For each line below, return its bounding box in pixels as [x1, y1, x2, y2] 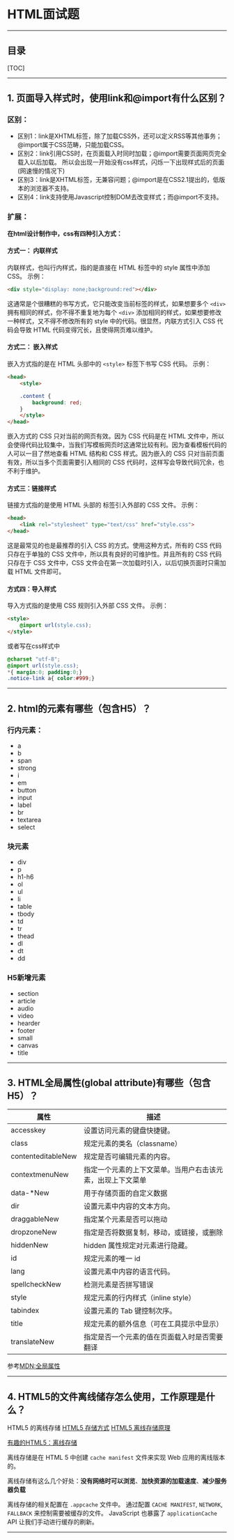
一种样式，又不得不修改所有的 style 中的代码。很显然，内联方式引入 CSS [7, 316, 216, 325]
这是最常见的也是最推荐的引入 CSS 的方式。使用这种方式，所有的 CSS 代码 [7, 541, 222, 549]
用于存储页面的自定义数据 [83, 1189, 168, 1199]
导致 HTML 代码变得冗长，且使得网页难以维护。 [19, 325, 157, 334]
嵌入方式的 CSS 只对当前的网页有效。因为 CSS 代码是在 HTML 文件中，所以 [7, 432, 225, 440]
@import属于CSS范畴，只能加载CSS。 [17, 141, 128, 149]
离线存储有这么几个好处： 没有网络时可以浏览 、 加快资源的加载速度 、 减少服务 [7, 1477, 227, 1485]
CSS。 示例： [7, 272, 47, 280]
